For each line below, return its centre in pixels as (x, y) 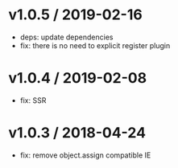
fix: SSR (33, 100)
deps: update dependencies (66, 37)
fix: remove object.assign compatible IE (85, 155)
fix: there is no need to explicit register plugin (95, 45)
